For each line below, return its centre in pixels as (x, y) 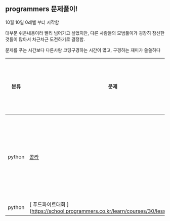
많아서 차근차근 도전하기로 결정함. (52, 39)
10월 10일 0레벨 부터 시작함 (32, 22)
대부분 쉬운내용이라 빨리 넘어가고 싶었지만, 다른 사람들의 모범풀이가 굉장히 (78, 33)
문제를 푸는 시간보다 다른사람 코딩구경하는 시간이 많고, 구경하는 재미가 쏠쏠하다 (83, 50)
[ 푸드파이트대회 (48, 204)
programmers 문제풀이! (41, 9)
